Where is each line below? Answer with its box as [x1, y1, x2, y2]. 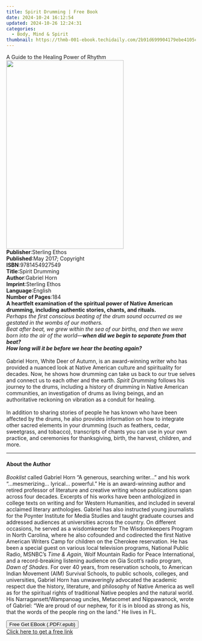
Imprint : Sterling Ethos [6, 281, 61, 287]
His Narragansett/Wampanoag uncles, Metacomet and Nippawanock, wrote [6, 596, 194, 603]
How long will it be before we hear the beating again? [6, 345, 142, 352]
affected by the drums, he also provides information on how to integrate [6, 415, 185, 423]
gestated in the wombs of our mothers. [6, 319, 103, 326]
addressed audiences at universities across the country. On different [6, 518, 176, 526]
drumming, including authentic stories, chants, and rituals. [6, 306, 156, 313]
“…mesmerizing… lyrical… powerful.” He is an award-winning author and [6, 480, 186, 488]
